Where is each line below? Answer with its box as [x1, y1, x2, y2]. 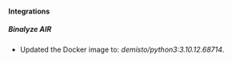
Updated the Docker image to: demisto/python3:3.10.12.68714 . [19, 45, 225, 54]
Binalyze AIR [8, 25, 52, 34]
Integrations [8, 6, 50, 16]
